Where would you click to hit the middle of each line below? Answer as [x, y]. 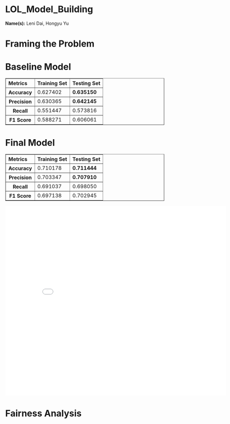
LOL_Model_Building [49, 9]
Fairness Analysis [43, 414]
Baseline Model [38, 67]
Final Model [30, 143]
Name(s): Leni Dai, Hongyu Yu [37, 23]
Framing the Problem [50, 44]
